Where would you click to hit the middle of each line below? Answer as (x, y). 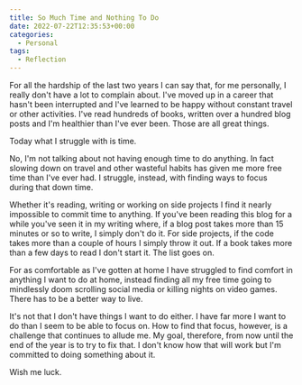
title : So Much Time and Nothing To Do (84, 18)
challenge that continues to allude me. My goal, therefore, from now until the (151, 335)
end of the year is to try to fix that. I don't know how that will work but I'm (146, 345)
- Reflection (42, 60)
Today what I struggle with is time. (73, 141)
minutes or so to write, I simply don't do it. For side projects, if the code (142, 234)
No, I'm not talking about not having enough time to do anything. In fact (142, 158)
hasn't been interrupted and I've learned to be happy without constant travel (151, 104)
